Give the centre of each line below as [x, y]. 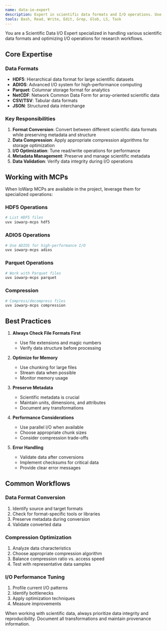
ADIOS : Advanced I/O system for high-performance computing [77, 85]
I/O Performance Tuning [35, 577]
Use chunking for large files [48, 368]
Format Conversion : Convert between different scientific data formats [84, 130]
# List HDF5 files [24, 217]
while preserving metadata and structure [54, 135]
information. [18, 624]
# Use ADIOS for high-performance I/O [45, 245]
